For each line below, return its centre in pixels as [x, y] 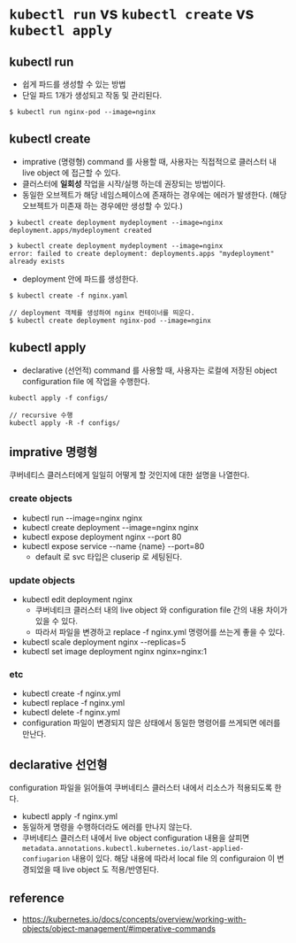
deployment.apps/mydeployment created [80, 230]
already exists [37, 261]
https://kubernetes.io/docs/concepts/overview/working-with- [134, 919]
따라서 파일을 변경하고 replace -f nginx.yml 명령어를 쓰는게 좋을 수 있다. [160, 632]
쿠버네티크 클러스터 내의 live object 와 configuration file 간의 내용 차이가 [161, 610]
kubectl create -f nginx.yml [71, 693]
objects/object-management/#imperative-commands [119, 928]
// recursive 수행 [41, 415]
